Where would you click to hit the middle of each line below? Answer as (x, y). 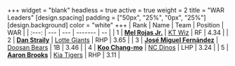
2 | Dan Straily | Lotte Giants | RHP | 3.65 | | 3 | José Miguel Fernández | (113, 40)
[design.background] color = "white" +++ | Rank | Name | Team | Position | (115, 25)
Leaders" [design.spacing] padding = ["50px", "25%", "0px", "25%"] (107, 18)
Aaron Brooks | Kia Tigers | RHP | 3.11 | (64, 55)
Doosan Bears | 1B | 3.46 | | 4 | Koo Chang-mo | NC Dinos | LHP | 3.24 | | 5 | (118, 47)
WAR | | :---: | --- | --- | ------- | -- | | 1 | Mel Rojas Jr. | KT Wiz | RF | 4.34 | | (118, 32)
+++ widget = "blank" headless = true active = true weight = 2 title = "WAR (116, 10)
